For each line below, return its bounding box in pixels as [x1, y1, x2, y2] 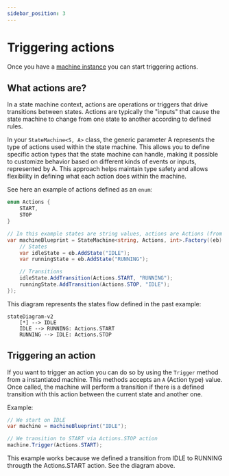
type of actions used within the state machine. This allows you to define [7, 143, 210, 151]
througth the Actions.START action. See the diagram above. [7, 462, 176, 470]
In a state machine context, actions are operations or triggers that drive [7, 100, 208, 109]
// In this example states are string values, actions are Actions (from [7, 230, 223, 237]
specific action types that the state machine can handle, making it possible [7, 150, 218, 159]
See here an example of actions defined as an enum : [7, 185, 153, 194]
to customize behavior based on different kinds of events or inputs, [7, 157, 197, 166]
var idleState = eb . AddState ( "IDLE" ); [19, 249, 130, 256]
